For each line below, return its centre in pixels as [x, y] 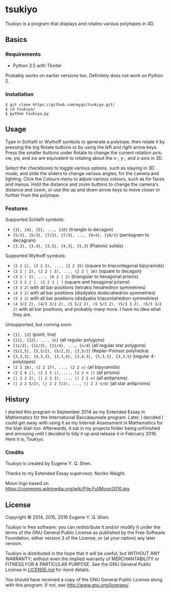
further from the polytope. [33, 195]
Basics [16, 40]
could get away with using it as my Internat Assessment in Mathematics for [84, 422]
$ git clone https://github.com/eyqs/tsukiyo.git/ [60, 104]
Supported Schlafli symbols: [35, 220]
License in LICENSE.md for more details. [48, 569]
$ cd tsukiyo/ [20, 109]
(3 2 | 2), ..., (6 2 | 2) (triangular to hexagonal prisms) [76, 277]
